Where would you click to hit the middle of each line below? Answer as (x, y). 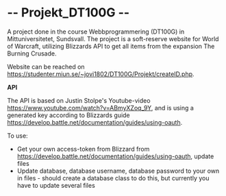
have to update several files (56, 185)
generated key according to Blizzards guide (68, 115)
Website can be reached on (46, 66)
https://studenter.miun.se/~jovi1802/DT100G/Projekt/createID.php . (101, 74)
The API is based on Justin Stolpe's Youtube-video (79, 100)
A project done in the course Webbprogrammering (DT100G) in (96, 32)
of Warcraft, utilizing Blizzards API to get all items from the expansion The (111, 46)
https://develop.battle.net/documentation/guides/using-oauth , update (115, 156)
